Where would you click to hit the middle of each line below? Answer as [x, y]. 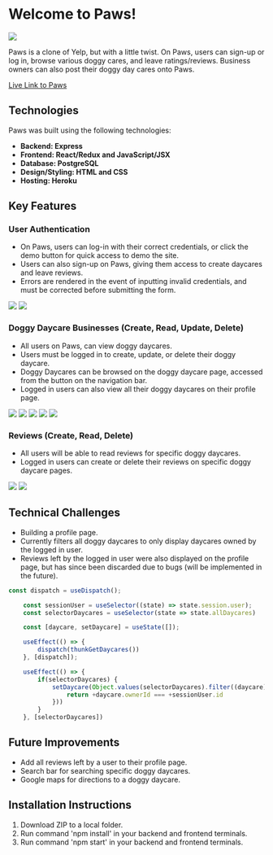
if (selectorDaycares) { [78, 679]
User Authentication [50, 229]
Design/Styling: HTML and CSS [74, 172]
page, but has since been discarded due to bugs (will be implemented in [141, 567]
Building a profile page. [59, 532]
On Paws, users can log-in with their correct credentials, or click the [134, 247]
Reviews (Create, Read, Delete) [71, 435]
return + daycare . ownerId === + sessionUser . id [145, 695]
